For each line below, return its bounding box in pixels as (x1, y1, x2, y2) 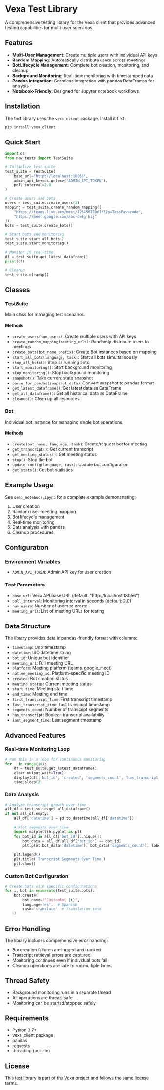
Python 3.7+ (12, 1027, 37, 1033)
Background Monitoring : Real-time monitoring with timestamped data (12, 72, 153, 79)
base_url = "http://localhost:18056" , (14, 173, 89, 179)
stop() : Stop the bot (12, 456, 53, 462)
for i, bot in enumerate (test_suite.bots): (5, 888, 95, 893)
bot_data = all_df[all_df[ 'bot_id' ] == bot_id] (22, 838, 121, 844)
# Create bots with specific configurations (5, 884, 97, 889)
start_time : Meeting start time (12, 686, 74, 692)
